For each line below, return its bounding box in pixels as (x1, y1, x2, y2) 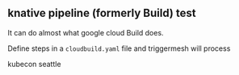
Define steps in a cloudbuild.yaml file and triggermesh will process (7, 44, 231, 53)
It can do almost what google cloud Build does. (7, 27, 164, 37)
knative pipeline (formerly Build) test (7, 6, 196, 20)
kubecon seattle (7, 59, 61, 69)
